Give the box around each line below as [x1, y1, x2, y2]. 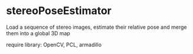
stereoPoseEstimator [6, 4, 112, 18]
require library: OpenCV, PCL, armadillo [6, 41, 102, 48]
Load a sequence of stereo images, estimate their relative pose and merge [6, 23, 187, 31]
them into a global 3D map [6, 29, 71, 36]
